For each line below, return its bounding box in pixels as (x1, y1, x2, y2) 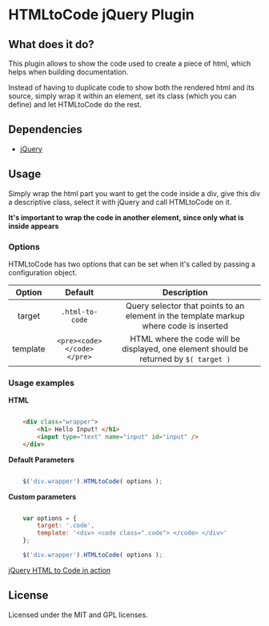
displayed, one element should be (121, 343, 249, 354)
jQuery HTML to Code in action (8, 565, 110, 575)
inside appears (8, 221, 59, 231)
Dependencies (8, 122, 82, 137)
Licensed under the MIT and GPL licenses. (8, 610, 148, 620)
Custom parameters (8, 492, 77, 501)
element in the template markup (125, 310, 246, 321)
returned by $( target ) (139, 353, 231, 364)
